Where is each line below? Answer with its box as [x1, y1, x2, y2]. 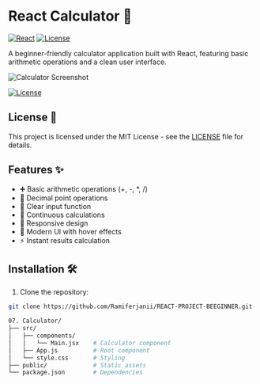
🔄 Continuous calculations [19, 210, 105, 219]
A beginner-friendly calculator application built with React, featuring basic [8, 48, 249, 58]
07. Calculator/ [8, 317, 62, 325]
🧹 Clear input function [19, 201, 92, 211]
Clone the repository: [19, 287, 89, 297]
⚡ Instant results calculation [19, 235, 111, 245]
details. [8, 140, 32, 150]
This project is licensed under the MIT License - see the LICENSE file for [8, 131, 243, 141]
